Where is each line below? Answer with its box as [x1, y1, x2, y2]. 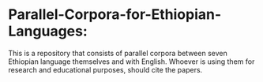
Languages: [8, 22, 88, 40]
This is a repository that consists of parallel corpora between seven [8, 48, 227, 58]
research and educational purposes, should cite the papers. [8, 65, 203, 74]
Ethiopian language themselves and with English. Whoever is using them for [8, 57, 255, 66]
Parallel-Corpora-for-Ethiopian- [8, 6, 222, 24]
